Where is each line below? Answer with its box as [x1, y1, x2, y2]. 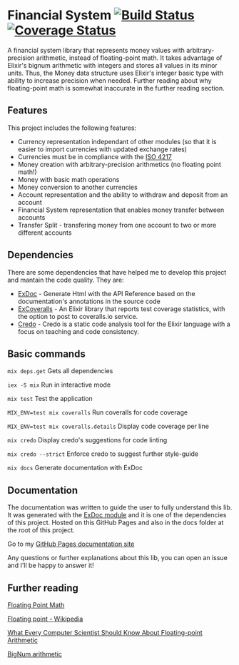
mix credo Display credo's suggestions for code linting [7, 436, 168, 445]
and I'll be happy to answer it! [7, 561, 94, 570]
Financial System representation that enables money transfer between [17, 205, 225, 214]
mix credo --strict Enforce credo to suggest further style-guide [7, 450, 198, 458]
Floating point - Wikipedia [7, 614, 83, 623]
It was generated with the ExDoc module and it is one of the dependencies [7, 511, 227, 519]
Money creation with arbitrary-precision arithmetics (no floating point [17, 160, 221, 168]
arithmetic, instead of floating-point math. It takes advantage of [36, 54, 223, 62]
